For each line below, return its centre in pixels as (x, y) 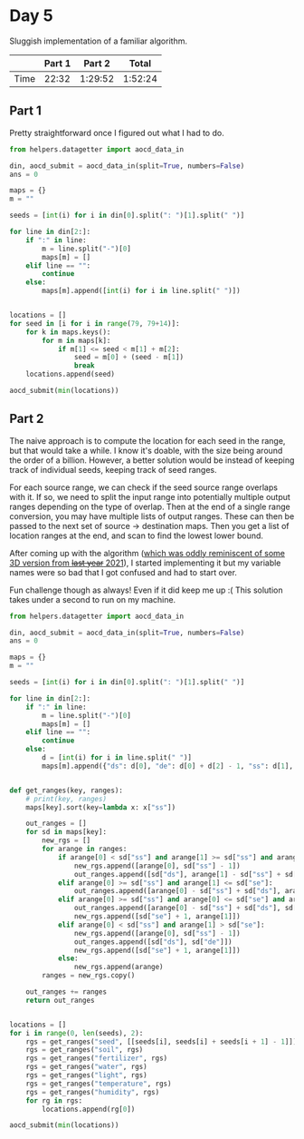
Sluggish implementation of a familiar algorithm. (99, 41)
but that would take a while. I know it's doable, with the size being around (146, 450)
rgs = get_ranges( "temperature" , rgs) (99, 1084)
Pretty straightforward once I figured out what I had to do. (117, 133)
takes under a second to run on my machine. (93, 599)
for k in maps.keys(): (68, 332)
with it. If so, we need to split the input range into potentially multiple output (150, 496)
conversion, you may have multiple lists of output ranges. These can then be (152, 516)
